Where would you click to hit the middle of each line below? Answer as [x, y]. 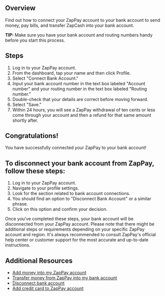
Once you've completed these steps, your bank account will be [69, 219]
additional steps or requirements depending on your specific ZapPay [75, 229]
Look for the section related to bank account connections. [71, 194]
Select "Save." [27, 104]
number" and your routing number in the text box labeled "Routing [80, 89]
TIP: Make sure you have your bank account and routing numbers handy [79, 35]
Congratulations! [32, 136]
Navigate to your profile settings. [45, 188]
